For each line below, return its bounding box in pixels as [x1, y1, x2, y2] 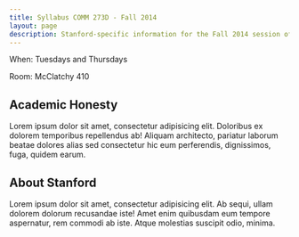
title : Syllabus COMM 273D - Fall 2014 [9, 12, 158, 22]
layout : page [9, 21, 58, 30]
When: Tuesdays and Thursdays [9, 54, 128, 65]
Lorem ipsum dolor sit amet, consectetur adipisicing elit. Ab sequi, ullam [9, 199, 273, 209]
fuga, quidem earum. [9, 149, 86, 160]
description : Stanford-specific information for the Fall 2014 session [9, 29, 280, 38]
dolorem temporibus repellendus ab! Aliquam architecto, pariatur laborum [9, 130, 279, 141]
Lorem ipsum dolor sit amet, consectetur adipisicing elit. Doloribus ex [9, 121, 263, 132]
